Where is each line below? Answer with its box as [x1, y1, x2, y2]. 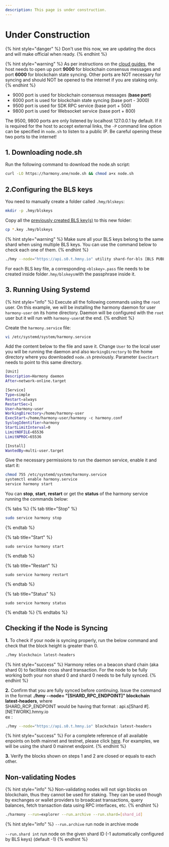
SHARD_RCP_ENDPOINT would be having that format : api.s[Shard [5, 703, 143, 709]
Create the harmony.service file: [5, 325, 71, 331]
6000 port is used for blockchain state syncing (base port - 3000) [12, 97, 149, 103]
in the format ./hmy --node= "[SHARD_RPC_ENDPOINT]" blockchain [5, 692, 150, 699]
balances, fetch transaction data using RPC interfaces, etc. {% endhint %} [5, 802, 159, 808]
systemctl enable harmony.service [5, 477, 78, 482]
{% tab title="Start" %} [5, 534, 53, 540]
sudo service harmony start [5, 544, 64, 549]
